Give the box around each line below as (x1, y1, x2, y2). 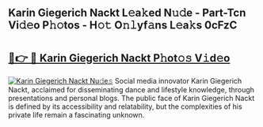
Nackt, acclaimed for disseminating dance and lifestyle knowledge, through (8, 85, 255, 94)
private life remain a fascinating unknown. (8, 110, 145, 119)
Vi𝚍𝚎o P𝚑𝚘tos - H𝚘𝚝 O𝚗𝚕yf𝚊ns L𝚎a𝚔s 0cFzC (8, 19, 238, 32)
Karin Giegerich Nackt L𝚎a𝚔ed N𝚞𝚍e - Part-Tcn (8, 6, 246, 20)
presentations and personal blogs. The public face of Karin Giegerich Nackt (8, 94, 255, 103)
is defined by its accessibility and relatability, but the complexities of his (8, 102, 243, 111)
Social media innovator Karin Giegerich (114, 77, 242, 85)
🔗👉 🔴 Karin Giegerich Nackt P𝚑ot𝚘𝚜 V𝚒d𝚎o (8, 51, 231, 65)
